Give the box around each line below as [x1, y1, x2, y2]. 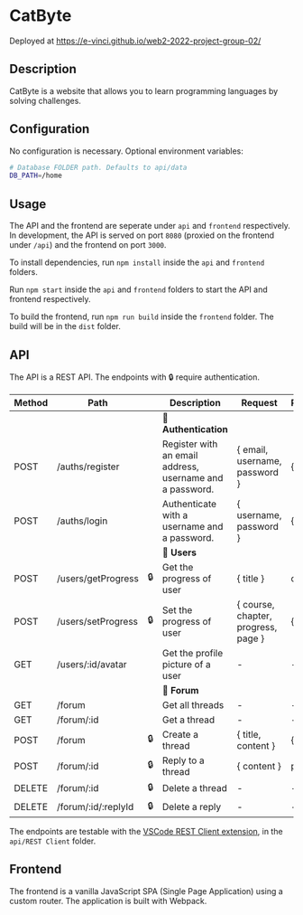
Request [241, 396, 278, 409]
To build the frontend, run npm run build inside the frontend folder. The [9, 311, 274, 322]
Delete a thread [161, 782, 228, 795]
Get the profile [161, 646, 224, 659]
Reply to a [161, 754, 205, 767]
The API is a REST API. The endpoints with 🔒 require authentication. [9, 372, 260, 382]
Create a [161, 728, 198, 740]
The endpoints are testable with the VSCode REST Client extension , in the [9, 825, 283, 836]
